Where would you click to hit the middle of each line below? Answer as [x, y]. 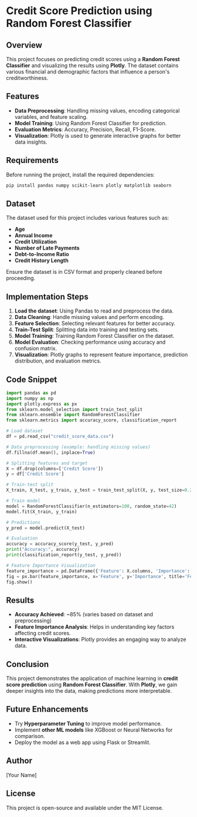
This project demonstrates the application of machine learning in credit [92, 679]
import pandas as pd [31, 393]
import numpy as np [30, 398]
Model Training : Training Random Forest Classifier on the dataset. [94, 336]
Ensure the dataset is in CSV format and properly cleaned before [84, 272]
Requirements [32, 160]
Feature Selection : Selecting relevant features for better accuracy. [95, 323]
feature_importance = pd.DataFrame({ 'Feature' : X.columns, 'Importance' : [98, 571]
